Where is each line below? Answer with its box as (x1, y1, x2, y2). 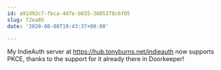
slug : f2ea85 (7, 16, 45, 23)
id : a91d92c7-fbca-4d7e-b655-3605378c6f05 (7, 10, 130, 17)
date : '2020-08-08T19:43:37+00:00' (7, 23, 109, 30)
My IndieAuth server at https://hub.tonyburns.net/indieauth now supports (7, 47, 215, 56)
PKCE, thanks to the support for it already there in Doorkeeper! (7, 55, 185, 63)
